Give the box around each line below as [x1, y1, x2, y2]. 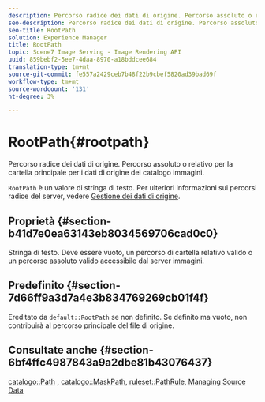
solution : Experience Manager [8, 33, 108, 42]
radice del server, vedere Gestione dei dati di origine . [8, 191, 181, 201]
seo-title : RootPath [8, 26, 77, 34]
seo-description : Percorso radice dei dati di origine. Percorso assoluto [8, 19, 259, 27]
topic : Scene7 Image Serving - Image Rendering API [8, 48, 181, 56]
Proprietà [8, 214, 55, 227]
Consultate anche [8, 344, 98, 357]
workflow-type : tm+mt [8, 77, 80, 85]
